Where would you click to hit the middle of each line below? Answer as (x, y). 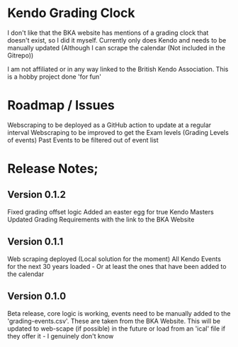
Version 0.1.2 (36, 195)
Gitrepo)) (21, 55)
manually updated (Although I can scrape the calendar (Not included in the (116, 48)
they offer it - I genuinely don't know (61, 336)
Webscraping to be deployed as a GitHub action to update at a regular (109, 125)
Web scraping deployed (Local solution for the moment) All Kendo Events (114, 259)
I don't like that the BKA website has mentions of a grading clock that (108, 33)
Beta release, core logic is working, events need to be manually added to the (119, 313)
